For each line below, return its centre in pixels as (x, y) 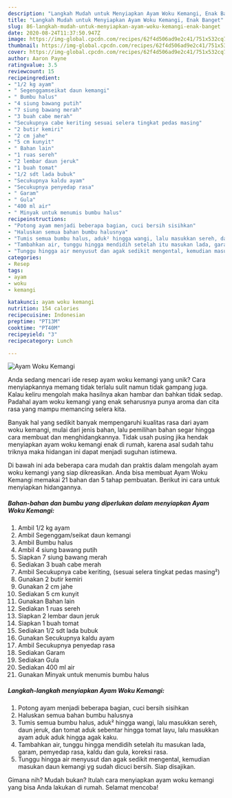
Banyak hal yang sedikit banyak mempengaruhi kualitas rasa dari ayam (108, 423)
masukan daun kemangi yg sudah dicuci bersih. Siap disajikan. (106, 767)
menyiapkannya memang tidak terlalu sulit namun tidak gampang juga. (108, 387)
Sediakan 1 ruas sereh (49, 609)
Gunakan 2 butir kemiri (50, 579)
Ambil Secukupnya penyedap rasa (66, 645)
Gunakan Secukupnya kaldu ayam (66, 638)
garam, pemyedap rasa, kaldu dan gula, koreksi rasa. (93, 752)
